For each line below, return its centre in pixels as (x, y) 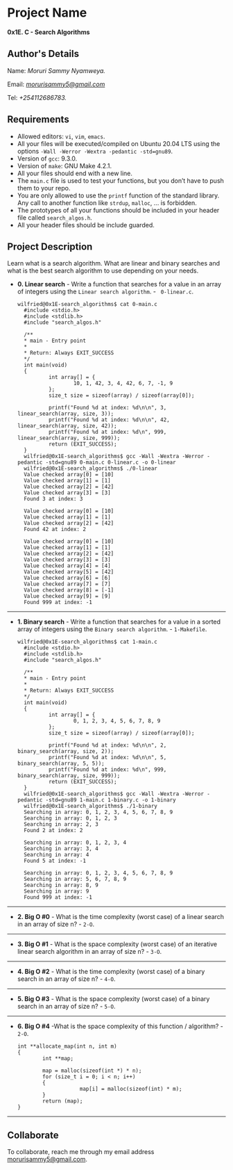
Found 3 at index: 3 (53, 499)
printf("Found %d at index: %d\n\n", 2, (107, 745)
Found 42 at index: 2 (55, 530)
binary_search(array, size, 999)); (69, 776)
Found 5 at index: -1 (55, 861)
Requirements (38, 120)
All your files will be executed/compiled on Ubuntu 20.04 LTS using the (119, 143)
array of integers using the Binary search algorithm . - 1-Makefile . (112, 629)
